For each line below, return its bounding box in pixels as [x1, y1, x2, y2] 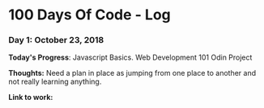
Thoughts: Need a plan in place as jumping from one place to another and [8, 69, 257, 78]
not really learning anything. [8, 77, 102, 86]
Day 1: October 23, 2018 [8, 35, 104, 46]
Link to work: [8, 93, 53, 102]
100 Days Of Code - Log [8, 6, 172, 24]
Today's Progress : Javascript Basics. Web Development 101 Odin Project [8, 52, 253, 62]
